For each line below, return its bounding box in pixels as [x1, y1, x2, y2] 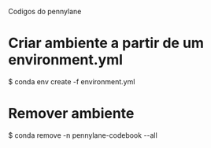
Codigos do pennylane [8, 7, 82, 16]
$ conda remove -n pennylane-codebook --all [8, 130, 157, 140]
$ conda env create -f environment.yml [8, 76, 135, 86]
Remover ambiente [8, 105, 135, 123]
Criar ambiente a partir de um [8, 35, 205, 52]
